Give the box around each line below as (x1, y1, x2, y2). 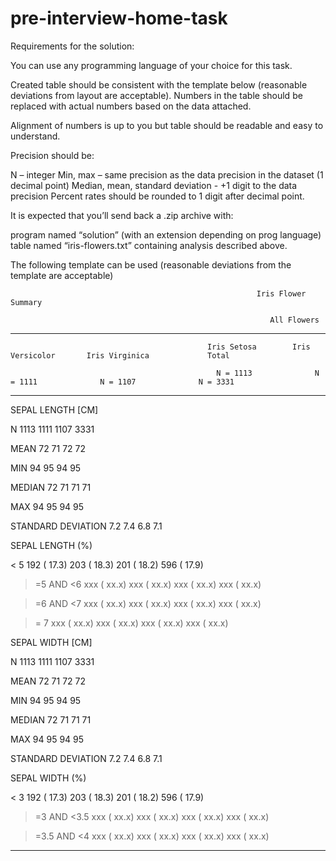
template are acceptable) (10, 269, 114, 281)
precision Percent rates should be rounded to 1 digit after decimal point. (10, 190, 305, 202)
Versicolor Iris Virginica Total (10, 350, 230, 361)
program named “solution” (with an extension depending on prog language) (10, 228, 322, 241)
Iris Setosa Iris (207, 342, 311, 352)
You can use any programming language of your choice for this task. (10, 59, 293, 71)
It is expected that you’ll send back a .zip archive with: (10, 209, 234, 221)
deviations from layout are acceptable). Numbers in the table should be (10, 89, 303, 101)
